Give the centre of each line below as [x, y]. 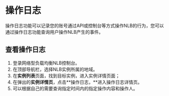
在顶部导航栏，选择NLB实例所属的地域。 [55, 69]
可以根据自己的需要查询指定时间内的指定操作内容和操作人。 [75, 88]
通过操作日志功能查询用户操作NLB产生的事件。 [54, 32]
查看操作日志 [25, 50]
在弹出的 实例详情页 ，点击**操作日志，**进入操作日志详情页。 [77, 82]
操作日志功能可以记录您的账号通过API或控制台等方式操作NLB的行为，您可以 [84, 26]
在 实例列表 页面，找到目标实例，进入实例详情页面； [66, 76]
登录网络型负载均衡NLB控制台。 [46, 63]
